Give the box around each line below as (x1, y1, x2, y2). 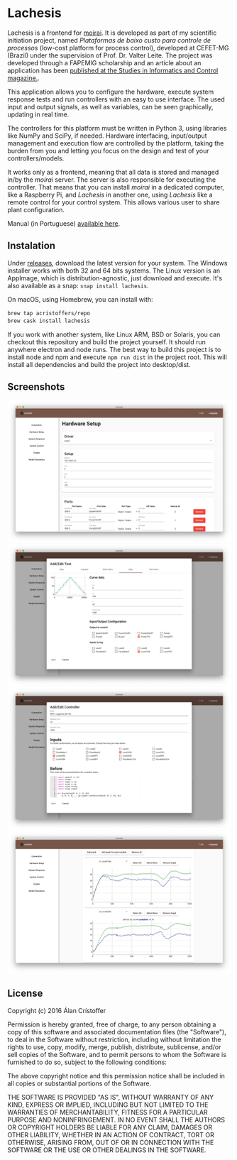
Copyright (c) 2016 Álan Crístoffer (7, 1006, 106, 1014)
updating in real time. (7, 110, 70, 119)
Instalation (7, 240, 55, 252)
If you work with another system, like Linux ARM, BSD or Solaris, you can (7, 330, 221, 339)
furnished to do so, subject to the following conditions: (7, 1058, 167, 1066)
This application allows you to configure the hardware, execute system (7, 87, 214, 96)
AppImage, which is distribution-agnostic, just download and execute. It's (7, 273, 222, 282)
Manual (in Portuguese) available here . (7, 219, 121, 228)
